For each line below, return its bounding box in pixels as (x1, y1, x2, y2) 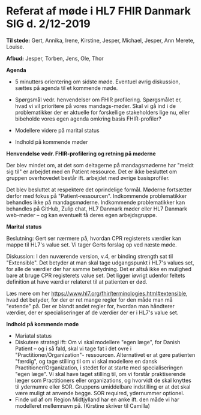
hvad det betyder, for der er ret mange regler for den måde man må (6, 296, 173, 303)
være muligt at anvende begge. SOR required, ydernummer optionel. (14, 389, 185, 396)
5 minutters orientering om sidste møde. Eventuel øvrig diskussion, (14, 78, 181, 85)
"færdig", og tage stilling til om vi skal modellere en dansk (14, 357, 158, 365)
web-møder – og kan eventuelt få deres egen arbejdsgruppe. (6, 211, 157, 218)
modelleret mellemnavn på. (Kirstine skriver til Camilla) (14, 402, 150, 409)
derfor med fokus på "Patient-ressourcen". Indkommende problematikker (6, 192, 187, 199)
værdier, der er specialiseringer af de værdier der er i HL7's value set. (6, 309, 179, 316)
